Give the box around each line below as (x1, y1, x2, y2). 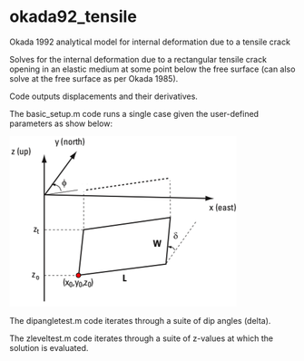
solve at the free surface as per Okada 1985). (9, 73, 179, 83)
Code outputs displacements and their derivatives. (9, 91, 198, 102)
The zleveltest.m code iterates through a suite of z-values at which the (9, 333, 274, 344)
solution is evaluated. (9, 342, 89, 353)
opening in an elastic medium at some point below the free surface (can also (9, 63, 296, 74)
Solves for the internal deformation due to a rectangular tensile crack (9, 54, 268, 64)
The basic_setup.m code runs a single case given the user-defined (9, 108, 260, 119)
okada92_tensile (9, 6, 138, 27)
